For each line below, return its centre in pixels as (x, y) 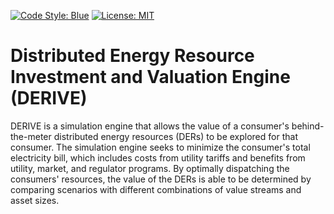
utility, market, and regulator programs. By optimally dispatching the (150, 168)
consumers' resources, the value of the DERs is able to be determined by (161, 179)
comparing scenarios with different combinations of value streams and (156, 189)
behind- (308, 126)
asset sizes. (35, 200)
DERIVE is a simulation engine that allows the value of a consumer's (150, 126)
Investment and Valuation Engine (150, 77)
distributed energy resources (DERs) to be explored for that (175, 136)
